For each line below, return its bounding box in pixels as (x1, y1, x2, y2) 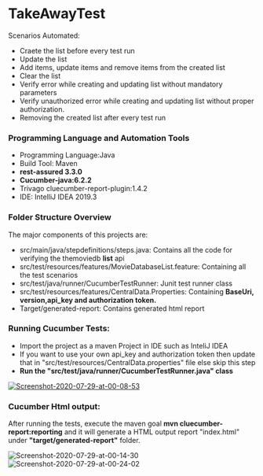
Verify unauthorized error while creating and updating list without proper (19, 96, 254, 105)
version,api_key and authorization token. (19, 295, 157, 304)
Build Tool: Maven (19, 159, 78, 168)
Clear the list (19, 71, 61, 80)
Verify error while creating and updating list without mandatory (19, 79, 223, 89)
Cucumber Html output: (8, 400, 100, 411)
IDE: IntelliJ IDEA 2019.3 (19, 192, 97, 201)
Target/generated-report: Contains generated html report (19, 304, 205, 313)
